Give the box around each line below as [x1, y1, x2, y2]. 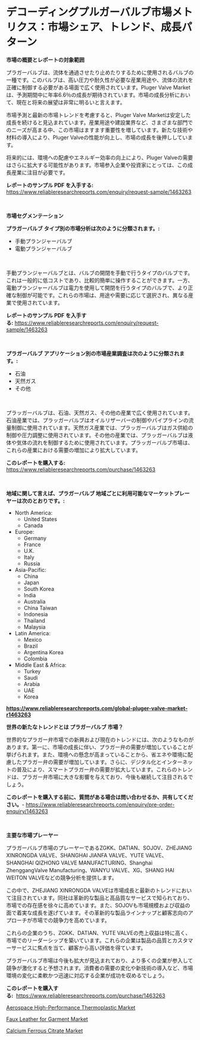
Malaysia [23, 623, 46, 630]
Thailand [23, 617, 46, 624]
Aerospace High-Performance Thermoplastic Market [6, 1004, 136, 1011]
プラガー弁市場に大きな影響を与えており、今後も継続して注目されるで [21, 773, 193, 780]
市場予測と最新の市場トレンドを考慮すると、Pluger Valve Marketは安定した [6, 111, 192, 118]
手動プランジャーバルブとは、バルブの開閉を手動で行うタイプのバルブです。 [6, 269, 193, 276]
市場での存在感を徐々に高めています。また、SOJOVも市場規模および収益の [6, 901, 190, 909]
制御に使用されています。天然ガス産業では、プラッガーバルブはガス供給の [11, 424, 193, 431]
